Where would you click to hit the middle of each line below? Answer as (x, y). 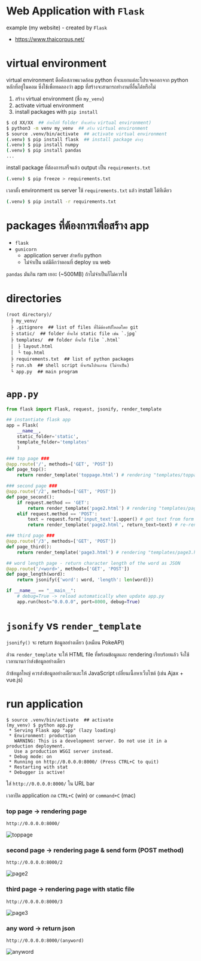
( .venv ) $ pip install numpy (42, 145)
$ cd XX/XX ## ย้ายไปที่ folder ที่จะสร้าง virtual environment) (79, 123)
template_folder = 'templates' (53, 442)
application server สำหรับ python (63, 255)
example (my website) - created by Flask (57, 28)
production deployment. (36, 746)
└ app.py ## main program (44, 372)
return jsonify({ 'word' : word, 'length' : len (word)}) (85, 580)
